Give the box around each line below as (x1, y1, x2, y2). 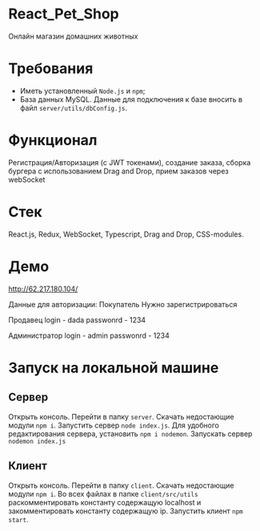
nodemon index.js (8, 437, 66, 445)
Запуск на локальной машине (8, 359, 219, 377)
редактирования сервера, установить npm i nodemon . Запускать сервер (8, 428, 253, 438)
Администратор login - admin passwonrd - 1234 (8, 330, 170, 340)
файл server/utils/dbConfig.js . (19, 103, 128, 112)
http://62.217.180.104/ (8, 284, 78, 294)
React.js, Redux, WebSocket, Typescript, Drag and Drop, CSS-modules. (8, 229, 244, 239)
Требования (8, 59, 94, 78)
